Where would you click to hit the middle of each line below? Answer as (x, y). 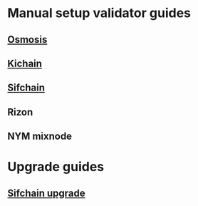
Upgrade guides (56, 167)
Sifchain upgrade (46, 193)
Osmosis (27, 40)
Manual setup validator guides (99, 13)
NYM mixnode (40, 137)
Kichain (25, 63)
